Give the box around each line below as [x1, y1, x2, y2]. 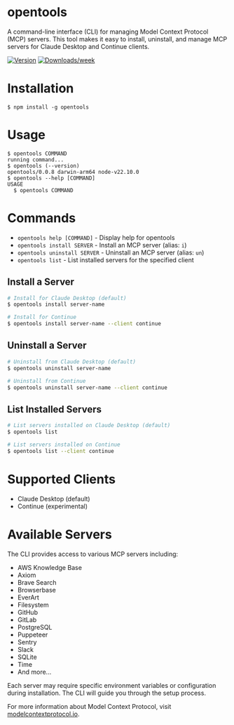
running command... [7, 156, 64, 163]
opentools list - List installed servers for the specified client [17, 255, 194, 264]
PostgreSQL [17, 623, 53, 631]
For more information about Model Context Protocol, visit [7, 702, 172, 710]
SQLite [17, 653, 37, 661]
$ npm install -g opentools [7, 103, 90, 111]
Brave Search [17, 578, 57, 586]
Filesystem [17, 600, 49, 609]
